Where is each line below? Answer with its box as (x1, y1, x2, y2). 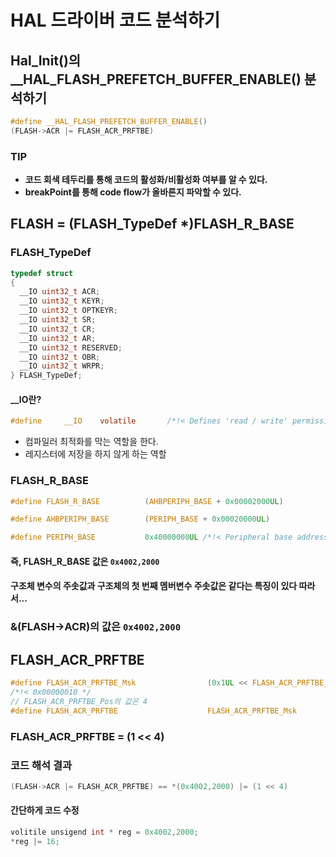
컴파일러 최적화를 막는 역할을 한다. (24, 436, 159, 448)
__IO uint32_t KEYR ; (19, 296, 105, 306)
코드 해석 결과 (10, 758, 73, 772)
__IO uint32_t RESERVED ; (19, 342, 123, 353)
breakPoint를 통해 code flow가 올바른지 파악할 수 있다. (24, 186, 242, 198)
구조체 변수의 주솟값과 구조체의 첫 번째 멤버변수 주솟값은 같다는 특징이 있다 (10, 580, 298, 592)
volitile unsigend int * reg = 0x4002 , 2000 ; (10, 827, 199, 837)
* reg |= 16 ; (10, 836, 60, 846)
